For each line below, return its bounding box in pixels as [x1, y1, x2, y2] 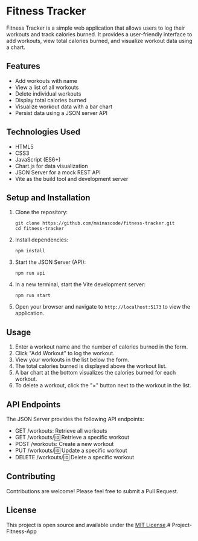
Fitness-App [6, 528, 37, 535]
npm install [14, 248, 45, 254]
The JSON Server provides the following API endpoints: [6, 416, 144, 422]
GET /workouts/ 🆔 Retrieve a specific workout [14, 434, 130, 441]
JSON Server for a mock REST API [14, 168, 101, 176]
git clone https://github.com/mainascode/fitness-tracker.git [14, 220, 175, 226]
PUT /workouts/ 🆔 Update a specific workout [14, 447, 128, 454]
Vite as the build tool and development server [14, 175, 129, 182]
